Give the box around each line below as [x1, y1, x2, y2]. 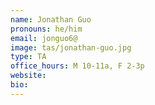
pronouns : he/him [10, 24, 83, 34]
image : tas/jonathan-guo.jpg [10, 42, 132, 53]
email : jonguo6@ [10, 33, 78, 43]
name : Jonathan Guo [10, 14, 92, 25]
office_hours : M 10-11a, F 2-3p [10, 61, 145, 71]
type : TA [10, 52, 47, 62]
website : [10, 71, 47, 81]
